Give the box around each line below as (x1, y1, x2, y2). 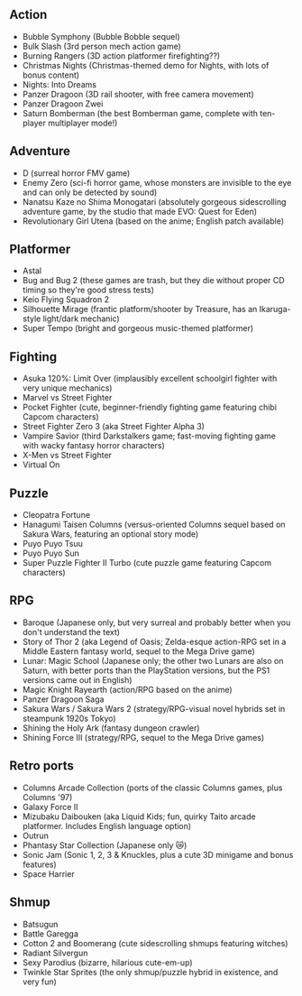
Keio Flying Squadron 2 (22, 294, 110, 305)
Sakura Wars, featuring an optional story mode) (22, 529, 199, 539)
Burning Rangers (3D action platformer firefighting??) (22, 50, 221, 61)
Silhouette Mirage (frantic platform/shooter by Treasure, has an (22, 304, 258, 315)
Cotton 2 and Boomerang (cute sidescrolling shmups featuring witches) (22, 937, 288, 948)
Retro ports (9, 758, 75, 774)
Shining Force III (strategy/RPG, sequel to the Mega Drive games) (22, 732, 265, 742)
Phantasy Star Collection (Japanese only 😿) (22, 839, 188, 851)
